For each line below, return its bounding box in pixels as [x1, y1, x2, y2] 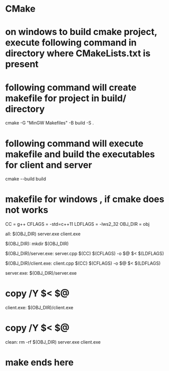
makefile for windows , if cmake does [5, 193, 164, 205]
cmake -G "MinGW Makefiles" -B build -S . [5, 120, 94, 126]
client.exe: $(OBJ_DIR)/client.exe [5, 305, 74, 311]
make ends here [5, 357, 74, 368]
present [5, 59, 39, 70]
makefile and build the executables [5, 148, 155, 160]
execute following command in [5, 37, 137, 49]
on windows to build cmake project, [5, 26, 157, 38]
